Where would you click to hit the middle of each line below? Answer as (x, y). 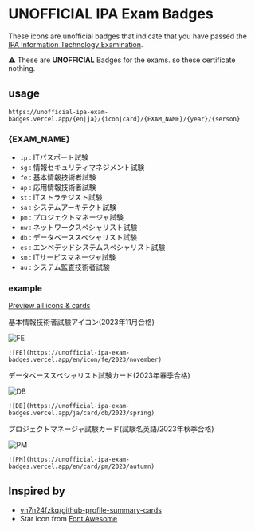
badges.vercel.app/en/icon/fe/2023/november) (85, 360)
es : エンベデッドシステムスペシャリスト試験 (92, 248)
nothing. (22, 68)
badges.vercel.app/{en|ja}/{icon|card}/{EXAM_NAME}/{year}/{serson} (124, 119)
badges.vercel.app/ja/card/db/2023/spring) (82, 413)
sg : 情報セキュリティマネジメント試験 (82, 168)
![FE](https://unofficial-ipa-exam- (69, 353)
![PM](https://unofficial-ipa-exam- (69, 460)
